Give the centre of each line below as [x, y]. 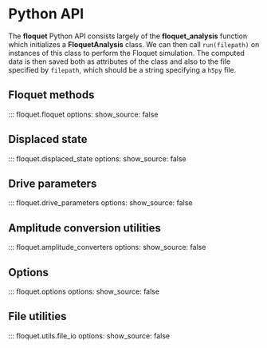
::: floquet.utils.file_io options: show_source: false [89, 335]
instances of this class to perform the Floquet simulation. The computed [127, 53]
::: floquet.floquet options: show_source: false [83, 114]
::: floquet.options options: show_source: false [84, 291]
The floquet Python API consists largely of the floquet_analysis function [128, 36]
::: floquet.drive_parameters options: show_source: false [100, 203]
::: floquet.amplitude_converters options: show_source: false [107, 247]
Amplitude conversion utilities [85, 228]
